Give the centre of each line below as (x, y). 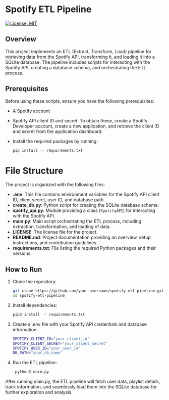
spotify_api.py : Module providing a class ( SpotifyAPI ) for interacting (84, 210)
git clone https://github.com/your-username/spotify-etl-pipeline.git (88, 291)
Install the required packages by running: (55, 141)
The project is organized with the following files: (55, 185)
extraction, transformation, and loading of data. (62, 227)
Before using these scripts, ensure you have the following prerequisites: (80, 101)
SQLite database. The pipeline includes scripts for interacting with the (78, 62)
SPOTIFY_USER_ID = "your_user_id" (46, 348)
